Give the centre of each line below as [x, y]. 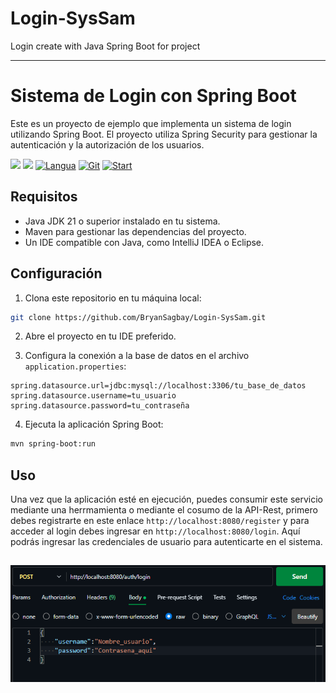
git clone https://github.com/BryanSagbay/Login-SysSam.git [138, 317]
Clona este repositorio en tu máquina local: [113, 298]
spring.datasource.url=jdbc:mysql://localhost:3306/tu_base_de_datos [158, 386]
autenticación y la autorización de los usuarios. [107, 144]
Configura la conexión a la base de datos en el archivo [137, 356]
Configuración [56, 273]
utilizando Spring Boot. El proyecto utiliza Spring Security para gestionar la [164, 134]
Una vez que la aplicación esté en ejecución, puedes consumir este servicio [166, 499]
